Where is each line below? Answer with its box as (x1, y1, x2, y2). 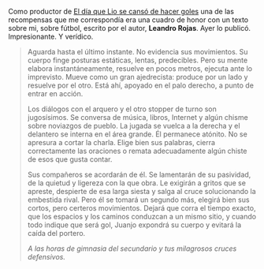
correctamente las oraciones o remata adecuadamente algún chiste (27, 146, 247, 155)
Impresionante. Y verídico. (8, 32, 94, 41)
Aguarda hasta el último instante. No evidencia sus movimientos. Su (27, 47, 248, 56)
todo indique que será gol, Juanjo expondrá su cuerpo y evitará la (27, 220, 242, 230)
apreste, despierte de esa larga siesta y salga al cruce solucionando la (27, 187, 256, 196)
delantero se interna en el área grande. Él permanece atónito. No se (27, 129, 248, 139)
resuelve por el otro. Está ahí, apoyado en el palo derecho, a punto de (27, 80, 255, 90)
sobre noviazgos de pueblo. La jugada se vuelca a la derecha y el (27, 121, 240, 130)
